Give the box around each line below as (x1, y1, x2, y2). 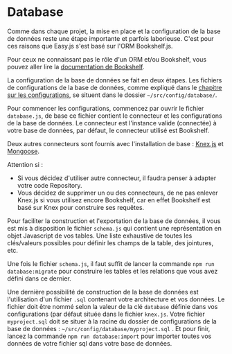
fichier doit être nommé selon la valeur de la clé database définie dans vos (7, 302, 218, 310)
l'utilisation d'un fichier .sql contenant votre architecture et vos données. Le (7, 295, 225, 303)
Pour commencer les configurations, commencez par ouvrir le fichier (7, 104, 204, 112)
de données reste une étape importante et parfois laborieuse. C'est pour (7, 34, 214, 42)
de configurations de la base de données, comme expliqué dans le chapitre (7, 83, 222, 91)
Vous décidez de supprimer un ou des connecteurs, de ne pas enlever (17, 188, 218, 197)
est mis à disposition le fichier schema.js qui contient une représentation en (7, 224, 222, 232)
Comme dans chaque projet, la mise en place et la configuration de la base (7, 27, 221, 35)
